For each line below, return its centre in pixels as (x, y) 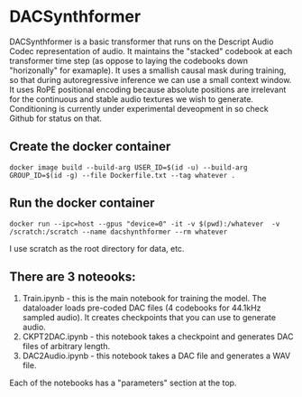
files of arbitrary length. (66, 346)
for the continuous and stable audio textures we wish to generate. (132, 99)
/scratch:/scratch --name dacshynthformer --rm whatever (119, 232)
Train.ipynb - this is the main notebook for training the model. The (144, 299)
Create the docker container (90, 147)
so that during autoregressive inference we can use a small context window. (151, 79)
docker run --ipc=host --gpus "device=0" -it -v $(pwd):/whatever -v (145, 224)
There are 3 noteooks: (73, 277)
